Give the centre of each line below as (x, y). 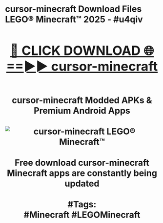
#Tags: (82, 204)
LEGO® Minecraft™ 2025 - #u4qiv (74, 19)
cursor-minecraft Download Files (73, 9)
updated (82, 184)
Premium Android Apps (82, 111)
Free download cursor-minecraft (82, 162)
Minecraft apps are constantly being (82, 173)
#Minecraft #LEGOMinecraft (82, 215)
